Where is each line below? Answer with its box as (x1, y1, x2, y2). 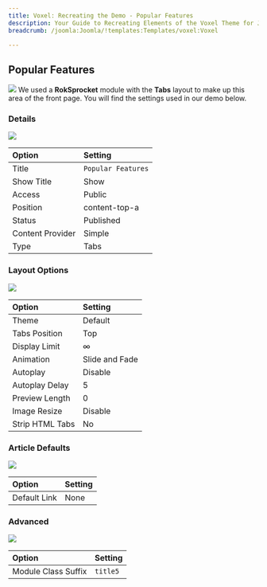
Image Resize (12, 405, 63, 417)
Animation (12, 354, 50, 365)
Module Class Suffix (12, 566, 87, 577)
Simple (83, 228, 110, 239)
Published (83, 215, 121, 226)
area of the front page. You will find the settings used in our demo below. (8, 93, 247, 104)
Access (12, 189, 41, 200)
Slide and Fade (83, 354, 139, 365)
